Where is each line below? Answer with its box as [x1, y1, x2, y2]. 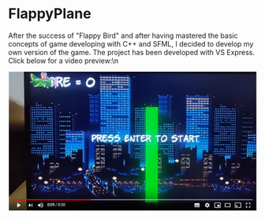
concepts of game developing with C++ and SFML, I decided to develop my [8, 39, 254, 48]
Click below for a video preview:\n [8, 56, 119, 65]
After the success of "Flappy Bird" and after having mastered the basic [8, 31, 238, 40]
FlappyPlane [8, 5, 92, 23]
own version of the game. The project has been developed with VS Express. [8, 47, 255, 57]
